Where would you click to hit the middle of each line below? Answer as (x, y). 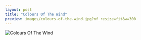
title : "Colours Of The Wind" (36, 14)
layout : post (19, 10)
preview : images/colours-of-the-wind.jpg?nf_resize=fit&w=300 (70, 19)
